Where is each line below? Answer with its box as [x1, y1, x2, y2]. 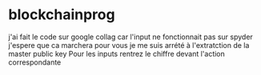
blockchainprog [8, 6, 115, 24]
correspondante [8, 57, 62, 67]
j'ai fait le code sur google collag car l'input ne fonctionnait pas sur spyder [8, 32, 254, 41]
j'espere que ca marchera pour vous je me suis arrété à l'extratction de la [8, 40, 250, 49]
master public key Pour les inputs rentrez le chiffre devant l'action [8, 49, 226, 58]
